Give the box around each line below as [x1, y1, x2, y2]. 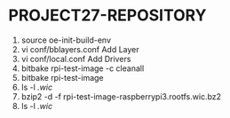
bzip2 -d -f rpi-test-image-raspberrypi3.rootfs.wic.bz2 [20, 90, 222, 102]
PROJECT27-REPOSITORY [8, 5, 207, 26]
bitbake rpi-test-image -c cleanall [20, 63, 145, 74]
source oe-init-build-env [20, 35, 112, 45]
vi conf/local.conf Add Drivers [20, 53, 131, 64]
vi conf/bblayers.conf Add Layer [20, 43, 139, 54]
